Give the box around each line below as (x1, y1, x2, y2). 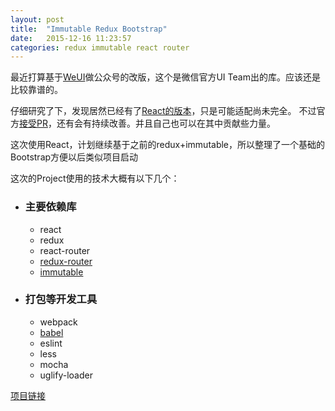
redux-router (39, 255, 93, 267)
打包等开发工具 (24, 292, 98, 306)
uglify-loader (39, 369, 93, 381)
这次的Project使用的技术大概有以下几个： (10, 172, 180, 185)
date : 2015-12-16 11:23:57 (10, 33, 132, 43)
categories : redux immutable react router (10, 42, 190, 53)
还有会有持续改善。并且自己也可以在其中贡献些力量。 (56, 117, 276, 130)
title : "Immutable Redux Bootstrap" (10, 24, 168, 34)
